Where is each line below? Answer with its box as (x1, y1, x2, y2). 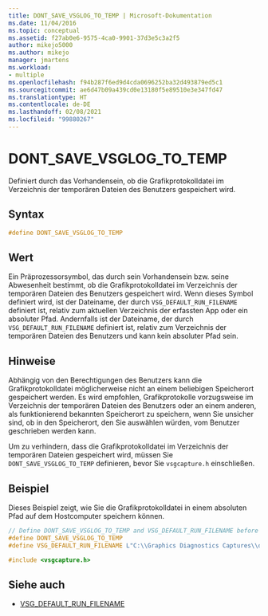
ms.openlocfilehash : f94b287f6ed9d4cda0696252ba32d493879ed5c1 (8, 78, 223, 86)
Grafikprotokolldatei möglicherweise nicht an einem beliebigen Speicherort (8, 384, 254, 394)
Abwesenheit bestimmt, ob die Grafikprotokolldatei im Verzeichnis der (8, 281, 238, 290)
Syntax (8, 208, 45, 222)
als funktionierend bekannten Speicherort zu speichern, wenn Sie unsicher (8, 410, 254, 419)
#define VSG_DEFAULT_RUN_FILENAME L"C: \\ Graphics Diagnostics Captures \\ (8, 541, 259, 550)
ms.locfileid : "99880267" (8, 116, 94, 124)
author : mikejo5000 (8, 41, 73, 49)
